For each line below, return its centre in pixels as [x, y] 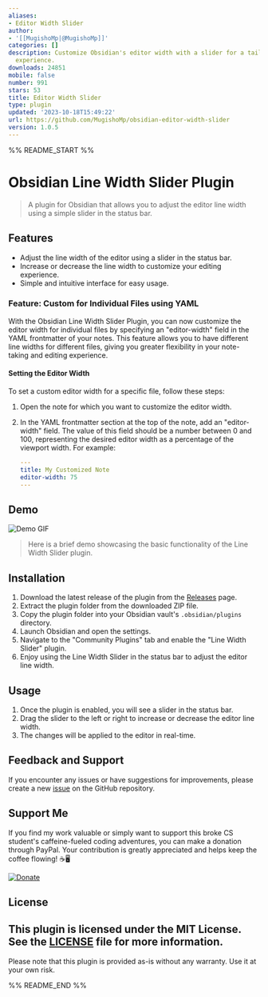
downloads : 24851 [37, 68]
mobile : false [32, 75]
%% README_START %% [51, 150]
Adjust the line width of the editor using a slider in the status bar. [126, 258]
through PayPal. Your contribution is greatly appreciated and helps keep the [133, 850]
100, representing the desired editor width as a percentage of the [127, 439]
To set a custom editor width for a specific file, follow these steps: [116, 391]
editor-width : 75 [49, 477]
